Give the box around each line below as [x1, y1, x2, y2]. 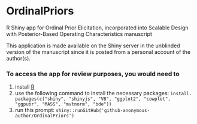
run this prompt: [14, 107, 55, 114]
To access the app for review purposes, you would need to [6, 69, 180, 78]
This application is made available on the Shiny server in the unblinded [6, 42, 181, 49]
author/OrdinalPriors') [14, 113, 75, 119]
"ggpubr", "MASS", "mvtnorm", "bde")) [14, 101, 112, 107]
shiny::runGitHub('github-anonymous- [56, 108, 150, 114]
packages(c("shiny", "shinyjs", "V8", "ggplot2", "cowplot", [14, 96, 171, 102]
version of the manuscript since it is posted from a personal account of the [6, 48, 190, 55]
